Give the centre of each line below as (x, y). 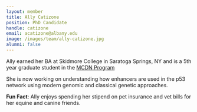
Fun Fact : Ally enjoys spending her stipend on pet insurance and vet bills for (99, 96)
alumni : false (24, 45)
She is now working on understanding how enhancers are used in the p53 (96, 79)
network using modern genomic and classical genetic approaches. (87, 85)
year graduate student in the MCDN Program (60, 67)
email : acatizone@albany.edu (42, 34)
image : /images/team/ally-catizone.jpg (55, 39)
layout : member (25, 11)
